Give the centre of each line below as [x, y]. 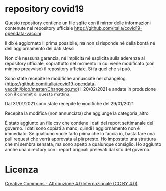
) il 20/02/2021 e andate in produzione [117, 89]
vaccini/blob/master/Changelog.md [41, 89]
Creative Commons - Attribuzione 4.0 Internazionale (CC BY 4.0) [71, 183]
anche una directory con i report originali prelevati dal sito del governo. [78, 149]
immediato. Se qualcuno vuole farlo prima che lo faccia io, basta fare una [80, 133]
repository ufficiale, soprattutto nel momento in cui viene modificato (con [80, 63]
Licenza [22, 170]
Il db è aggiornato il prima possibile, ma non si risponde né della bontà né [80, 43]
